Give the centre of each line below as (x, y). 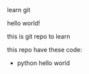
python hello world (43, 63)
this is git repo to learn (39, 36)
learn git (19, 10)
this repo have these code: (44, 50)
